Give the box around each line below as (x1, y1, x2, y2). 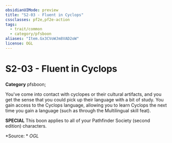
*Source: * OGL (5, 133, 39, 139)
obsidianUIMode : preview (5, 7, 59, 13)
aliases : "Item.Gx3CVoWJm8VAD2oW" (5, 36, 80, 42)
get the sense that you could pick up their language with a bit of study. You (5, 96, 164, 103)
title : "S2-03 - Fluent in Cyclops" (5, 12, 84, 17)
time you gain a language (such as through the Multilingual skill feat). (5, 107, 151, 113)
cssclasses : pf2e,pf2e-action (5, 17, 70, 22)
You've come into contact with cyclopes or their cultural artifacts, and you (5, 91, 162, 97)
